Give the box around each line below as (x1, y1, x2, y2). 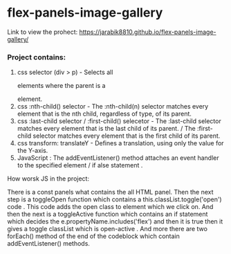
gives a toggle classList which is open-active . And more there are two (7, 225, 207, 233)
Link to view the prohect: (7, 28, 78, 36)
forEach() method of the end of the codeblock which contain (7, 232, 180, 240)
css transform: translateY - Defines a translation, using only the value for (17, 139, 224, 147)
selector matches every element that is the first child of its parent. (33, 131, 221, 140)
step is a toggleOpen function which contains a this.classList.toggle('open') (7, 195, 223, 203)
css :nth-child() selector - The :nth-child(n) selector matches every (17, 102, 209, 111)
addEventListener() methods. (7, 239, 90, 248)
